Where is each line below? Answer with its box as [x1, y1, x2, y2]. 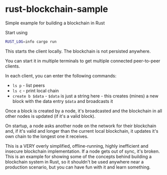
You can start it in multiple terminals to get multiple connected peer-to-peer [5, 58, 161, 64]
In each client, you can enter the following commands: [5, 73, 117, 79]
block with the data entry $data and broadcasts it [12, 98, 113, 104]
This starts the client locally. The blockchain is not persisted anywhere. [5, 48, 151, 54]
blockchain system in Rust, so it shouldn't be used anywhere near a [5, 159, 144, 165]
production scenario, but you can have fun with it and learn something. [5, 164, 151, 170]
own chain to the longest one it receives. [5, 133, 89, 139]
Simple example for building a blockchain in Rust [5, 20, 105, 26]
